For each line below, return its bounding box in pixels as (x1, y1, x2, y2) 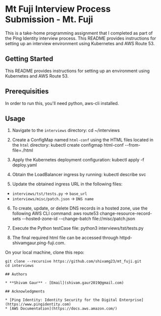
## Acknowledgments (5, 289, 45, 294)
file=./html (12, 147, 33, 153)
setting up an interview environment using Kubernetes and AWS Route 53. (5, 40, 155, 46)
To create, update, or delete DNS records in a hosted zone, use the (12, 205, 148, 211)
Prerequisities (5, 87, 49, 96)
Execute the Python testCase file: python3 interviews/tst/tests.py (12, 225, 144, 231)
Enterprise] (119, 298, 144, 303)
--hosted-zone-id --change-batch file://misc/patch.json (22, 216, 135, 222)
